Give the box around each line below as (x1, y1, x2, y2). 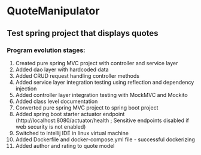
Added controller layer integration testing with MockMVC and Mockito (15, 91, 188, 98)
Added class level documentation (15, 98, 98, 105)
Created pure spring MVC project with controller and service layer (15, 59, 178, 66)
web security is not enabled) (15, 123, 86, 130)
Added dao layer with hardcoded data (15, 66, 109, 73)
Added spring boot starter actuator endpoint (15, 110, 125, 117)
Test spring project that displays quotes (7, 28, 159, 38)
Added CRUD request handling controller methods (15, 72, 140, 79)
